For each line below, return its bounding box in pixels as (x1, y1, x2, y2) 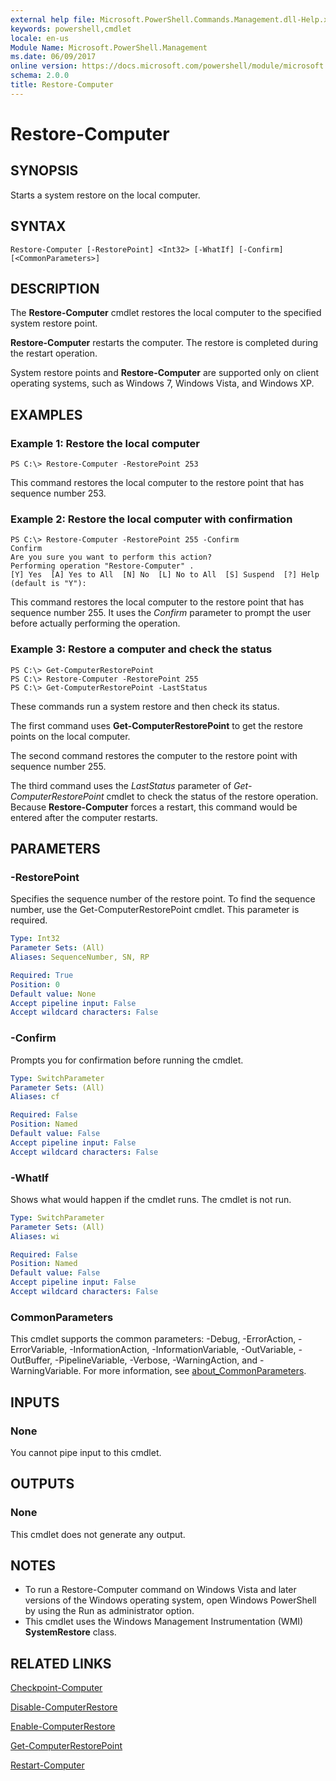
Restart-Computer (10, 1759, 85, 1771)
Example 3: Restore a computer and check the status (10, 642, 273, 656)
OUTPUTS (10, 1476, 75, 1493)
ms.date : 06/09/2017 (10, 52, 97, 62)
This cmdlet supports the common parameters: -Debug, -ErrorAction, (10, 1333, 297, 1345)
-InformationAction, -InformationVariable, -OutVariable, (69, 1344, 297, 1356)
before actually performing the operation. (10, 617, 181, 630)
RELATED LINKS (10, 1655, 112, 1672)
